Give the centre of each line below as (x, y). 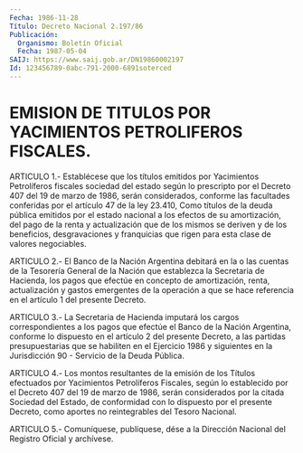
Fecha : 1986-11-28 (44, 18)
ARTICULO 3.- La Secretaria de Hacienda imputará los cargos (124, 316)
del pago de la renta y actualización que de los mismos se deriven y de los (148, 224)
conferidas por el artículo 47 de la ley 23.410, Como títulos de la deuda (141, 205)
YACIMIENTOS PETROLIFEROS (126, 132)
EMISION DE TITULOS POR (110, 113)
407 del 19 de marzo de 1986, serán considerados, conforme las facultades (150, 195)
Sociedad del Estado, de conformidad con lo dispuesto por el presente (141, 401)
